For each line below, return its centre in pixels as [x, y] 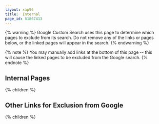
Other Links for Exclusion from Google [64, 105]
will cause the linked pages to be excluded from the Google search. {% [76, 58]
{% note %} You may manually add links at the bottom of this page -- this [79, 52]
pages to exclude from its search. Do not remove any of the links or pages [79, 38]
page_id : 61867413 [24, 19]
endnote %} [17, 63]
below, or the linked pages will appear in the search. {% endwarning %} [77, 43]
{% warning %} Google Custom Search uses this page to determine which [80, 33]
